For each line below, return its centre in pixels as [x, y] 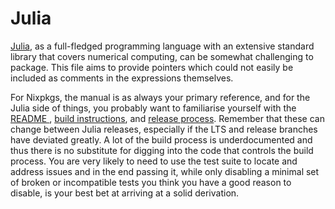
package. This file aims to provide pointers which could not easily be [152, 67]
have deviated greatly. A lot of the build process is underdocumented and [161, 139]
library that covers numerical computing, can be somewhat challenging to [162, 56]
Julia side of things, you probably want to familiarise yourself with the [153, 108]
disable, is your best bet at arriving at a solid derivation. [125, 193]
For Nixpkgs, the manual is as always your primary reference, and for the [160, 97]
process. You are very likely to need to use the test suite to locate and [154, 161]
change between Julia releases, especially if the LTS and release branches [164, 129]
